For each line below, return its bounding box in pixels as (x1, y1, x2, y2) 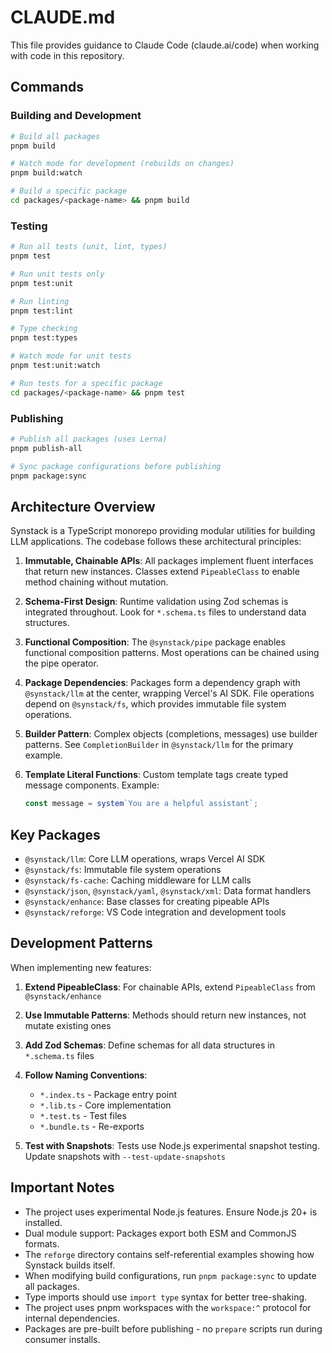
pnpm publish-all (10, 443, 83, 453)
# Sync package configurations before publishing (10, 461, 222, 471)
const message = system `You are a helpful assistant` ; (24, 799, 259, 809)
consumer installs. (24, 1333, 101, 1345)
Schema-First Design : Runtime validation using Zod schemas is (24, 596, 289, 608)
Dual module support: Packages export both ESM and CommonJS (24, 1227, 297, 1239)
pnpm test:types (10, 333, 78, 343)
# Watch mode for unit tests (10, 351, 132, 361)
